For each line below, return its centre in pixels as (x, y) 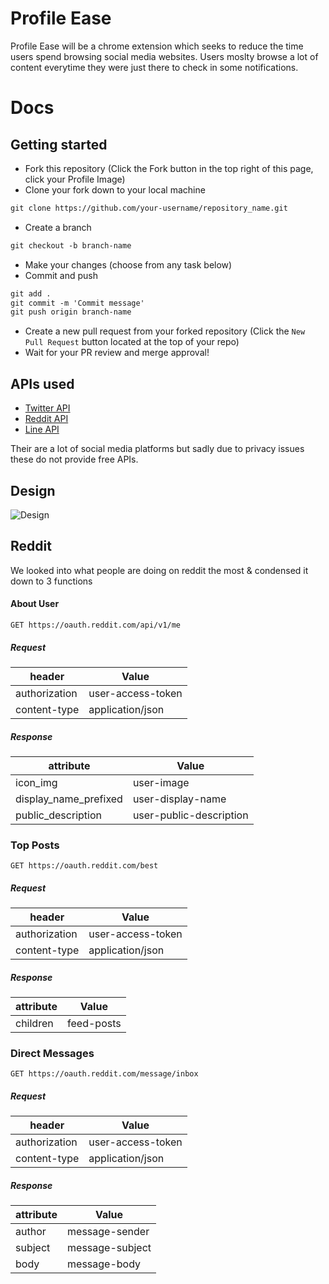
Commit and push (61, 275)
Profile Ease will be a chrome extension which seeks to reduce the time (157, 46)
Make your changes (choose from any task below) (128, 264)
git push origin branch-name (71, 312)
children (34, 1024)
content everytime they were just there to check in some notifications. (154, 67)
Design (33, 490)
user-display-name (179, 799)
